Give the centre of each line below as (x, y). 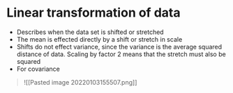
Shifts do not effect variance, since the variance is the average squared (119, 46)
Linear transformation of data (93, 13)
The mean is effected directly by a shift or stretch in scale (99, 39)
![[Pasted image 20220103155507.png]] (80, 82)
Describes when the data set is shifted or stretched (90, 32)
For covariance (38, 69)
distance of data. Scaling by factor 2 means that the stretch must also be (121, 54)
